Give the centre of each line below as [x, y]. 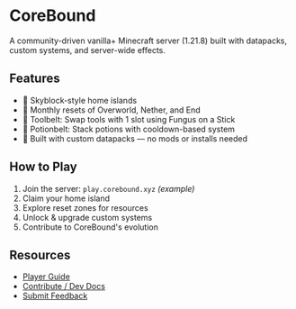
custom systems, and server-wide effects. [88, 50]
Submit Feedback [55, 296]
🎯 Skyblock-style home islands [80, 100]
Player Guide [46, 277]
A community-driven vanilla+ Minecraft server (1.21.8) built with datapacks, [148, 41]
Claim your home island [66, 198]
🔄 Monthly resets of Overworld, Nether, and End [111, 110]
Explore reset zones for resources [85, 207]
